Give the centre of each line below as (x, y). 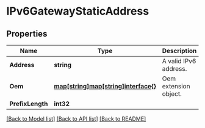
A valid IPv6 (179, 61)
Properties (27, 34)
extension (176, 86)
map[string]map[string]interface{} (105, 86)
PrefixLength (29, 104)
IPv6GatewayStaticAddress (78, 11)
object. (172, 94)
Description (179, 51)
